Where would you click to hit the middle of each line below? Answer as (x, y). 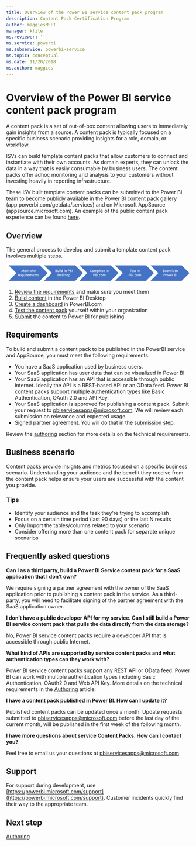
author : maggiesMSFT (31, 25)
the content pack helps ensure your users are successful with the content (95, 479)
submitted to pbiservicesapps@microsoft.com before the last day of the (93, 718)
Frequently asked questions (58, 556)
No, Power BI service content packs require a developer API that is (86, 635)
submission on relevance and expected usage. (71, 416)
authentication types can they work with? (58, 659)
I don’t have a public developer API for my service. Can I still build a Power (98, 618)
